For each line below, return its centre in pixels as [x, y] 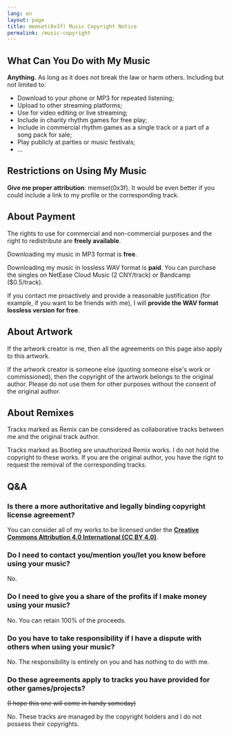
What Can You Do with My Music [79, 60]
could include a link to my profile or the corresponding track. [93, 195]
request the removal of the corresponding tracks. [77, 465]
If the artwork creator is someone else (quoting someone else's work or [109, 369]
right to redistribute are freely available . [64, 241]
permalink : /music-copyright [49, 33]
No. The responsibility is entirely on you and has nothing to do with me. [108, 661]
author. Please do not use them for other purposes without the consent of [112, 384]
